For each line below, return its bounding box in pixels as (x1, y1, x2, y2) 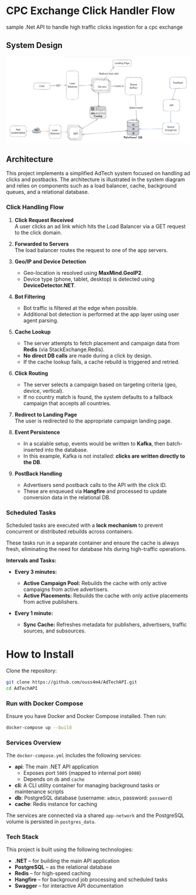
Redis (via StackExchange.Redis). (23, 346, 105, 353)
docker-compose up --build (6, 724, 72, 730)
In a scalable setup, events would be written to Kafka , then (23, 440, 166, 447)
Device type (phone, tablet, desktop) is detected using (23, 275, 155, 283)
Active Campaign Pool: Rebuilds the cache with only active (23, 579, 167, 587)
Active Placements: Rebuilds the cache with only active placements (23, 592, 188, 599)
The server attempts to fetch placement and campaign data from (23, 339, 180, 346)
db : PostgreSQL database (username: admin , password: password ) (14, 794, 173, 801)
